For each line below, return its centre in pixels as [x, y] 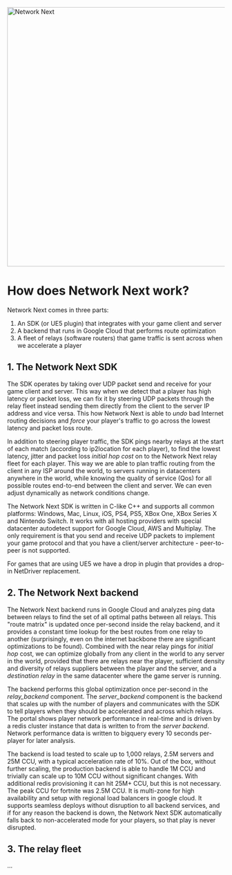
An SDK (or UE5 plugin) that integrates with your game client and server [119, 323]
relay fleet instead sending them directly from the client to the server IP [108, 406]
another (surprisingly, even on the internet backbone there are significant [112, 638]
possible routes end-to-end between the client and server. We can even [109, 485]
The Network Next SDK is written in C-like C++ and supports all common [111, 506]
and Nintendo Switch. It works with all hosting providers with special [104, 521]
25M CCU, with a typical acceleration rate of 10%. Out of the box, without [112, 761]
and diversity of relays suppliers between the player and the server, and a [112, 668]
